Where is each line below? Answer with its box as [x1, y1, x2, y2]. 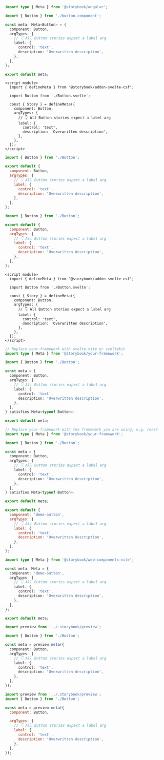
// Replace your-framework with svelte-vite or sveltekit [5, 347, 125, 351]
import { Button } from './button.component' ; [5, 13, 102, 18]
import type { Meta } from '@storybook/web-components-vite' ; [5, 557, 134, 562]
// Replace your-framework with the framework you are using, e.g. [5, 427, 145, 432]
